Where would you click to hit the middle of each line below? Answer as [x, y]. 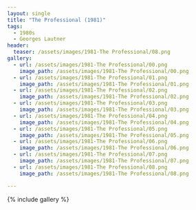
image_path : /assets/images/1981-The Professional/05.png [104, 135]
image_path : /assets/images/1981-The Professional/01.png [104, 84]
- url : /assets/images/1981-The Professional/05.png [90, 129]
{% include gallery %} [39, 199]
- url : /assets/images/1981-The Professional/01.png [90, 77]
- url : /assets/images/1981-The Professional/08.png [90, 167]
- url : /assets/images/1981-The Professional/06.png [90, 142]
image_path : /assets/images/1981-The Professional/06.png [104, 148]
